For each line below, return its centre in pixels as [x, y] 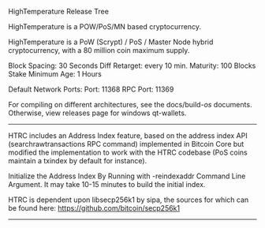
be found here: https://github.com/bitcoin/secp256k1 [94, 208]
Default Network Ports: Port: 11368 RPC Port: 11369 [91, 89]
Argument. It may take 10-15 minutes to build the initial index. [107, 184]
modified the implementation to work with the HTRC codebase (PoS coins [128, 152]
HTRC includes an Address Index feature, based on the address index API [128, 136]
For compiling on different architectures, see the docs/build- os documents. [130, 105]
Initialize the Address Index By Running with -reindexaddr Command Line [127, 176]
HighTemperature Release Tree [58, 11]
